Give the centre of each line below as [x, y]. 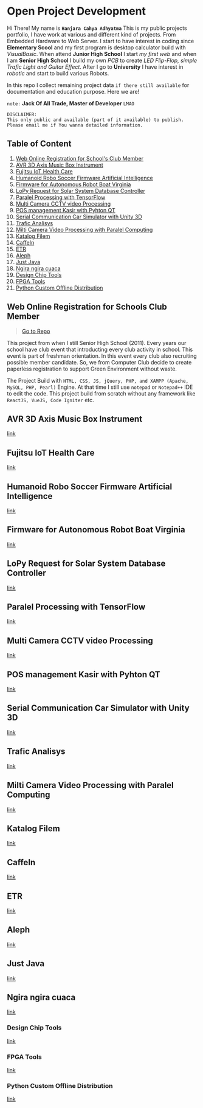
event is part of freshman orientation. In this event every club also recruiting [102, 356]
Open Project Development [77, 11]
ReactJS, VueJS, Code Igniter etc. [51, 400]
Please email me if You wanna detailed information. [75, 125]
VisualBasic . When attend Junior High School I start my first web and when [102, 54]
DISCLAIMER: [22, 114]
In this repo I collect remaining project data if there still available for [98, 85]
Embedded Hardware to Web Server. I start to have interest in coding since [101, 41]
